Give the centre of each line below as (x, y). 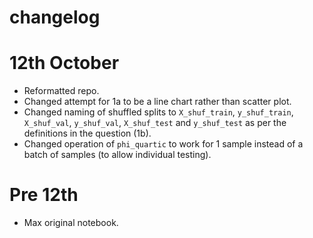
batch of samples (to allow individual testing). (117, 155)
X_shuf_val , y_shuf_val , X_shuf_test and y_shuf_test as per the (155, 123)
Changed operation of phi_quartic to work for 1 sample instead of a (163, 144)
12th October (64, 63)
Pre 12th (44, 195)
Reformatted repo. (61, 91)
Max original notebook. (71, 223)
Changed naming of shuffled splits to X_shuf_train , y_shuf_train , (158, 112)
